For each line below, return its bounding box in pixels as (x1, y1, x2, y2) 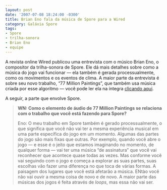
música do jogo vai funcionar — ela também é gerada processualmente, (5, 69, 155, 76)
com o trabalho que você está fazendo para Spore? (17, 110, 127, 116)
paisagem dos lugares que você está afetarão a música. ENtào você (17, 168, 159, 174)
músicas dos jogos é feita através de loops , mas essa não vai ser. (17, 179, 154, 185)
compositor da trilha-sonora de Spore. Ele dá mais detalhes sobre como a (5, 64, 159, 70)
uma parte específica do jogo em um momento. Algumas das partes (17, 131, 159, 137)
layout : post (5, 7, 33, 13)
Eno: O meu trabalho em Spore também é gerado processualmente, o (17, 120, 162, 126)
